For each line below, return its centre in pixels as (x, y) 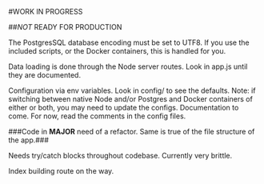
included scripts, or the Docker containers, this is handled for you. (117, 51)
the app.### (29, 140)
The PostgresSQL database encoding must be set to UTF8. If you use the (129, 42)
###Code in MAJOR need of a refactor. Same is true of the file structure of (132, 132)
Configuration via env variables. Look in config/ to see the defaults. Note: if (132, 90)
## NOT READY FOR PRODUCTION (65, 27)
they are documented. (45, 75)
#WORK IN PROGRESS (46, 12)
